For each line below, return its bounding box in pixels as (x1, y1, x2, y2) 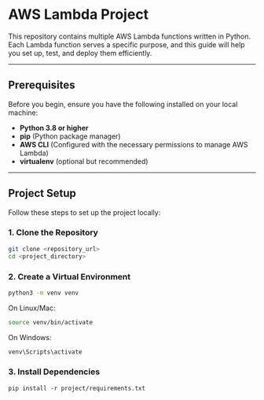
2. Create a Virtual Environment (8, 271, 131, 282)
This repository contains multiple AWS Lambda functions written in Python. (8, 31, 251, 41)
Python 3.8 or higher (19, 123, 89, 132)
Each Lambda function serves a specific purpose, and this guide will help (8, 39, 245, 49)
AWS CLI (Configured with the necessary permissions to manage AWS (19, 139, 248, 149)
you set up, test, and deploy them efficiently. (8, 48, 152, 57)
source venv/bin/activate (8, 318, 93, 326)
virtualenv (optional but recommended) (19, 156, 148, 166)
